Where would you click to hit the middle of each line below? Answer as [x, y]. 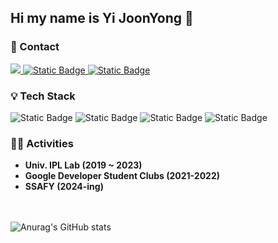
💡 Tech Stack [43, 96]
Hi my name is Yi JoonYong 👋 [102, 18]
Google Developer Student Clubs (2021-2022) [122, 176]
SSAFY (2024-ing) [64, 187]
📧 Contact [35, 47]
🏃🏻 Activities [42, 143]
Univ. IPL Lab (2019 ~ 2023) [83, 165]
